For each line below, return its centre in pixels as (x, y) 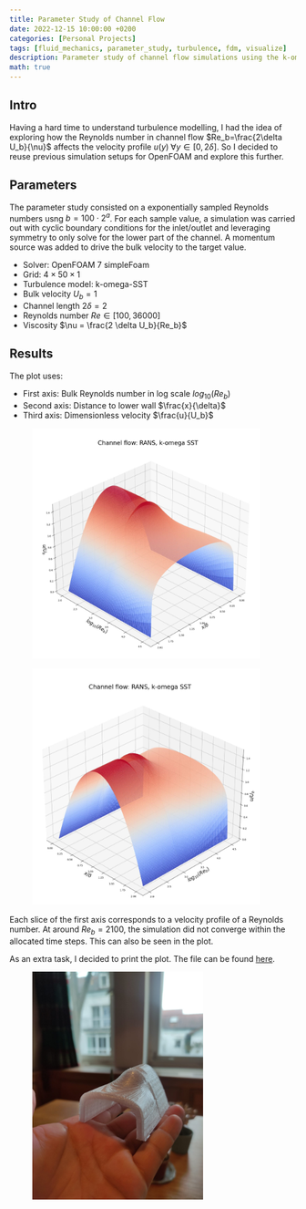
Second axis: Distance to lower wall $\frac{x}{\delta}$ (124, 405)
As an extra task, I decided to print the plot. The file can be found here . (143, 958)
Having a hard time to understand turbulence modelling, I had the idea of (146, 127)
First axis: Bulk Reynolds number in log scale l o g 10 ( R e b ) (127, 394)
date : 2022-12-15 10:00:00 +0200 (73, 29)
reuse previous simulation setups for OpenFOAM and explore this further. (147, 156)
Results (31, 354)
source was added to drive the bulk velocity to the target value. (128, 247)
